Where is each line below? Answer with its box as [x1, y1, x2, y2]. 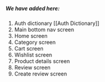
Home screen [14, 32, 48, 39]
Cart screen [14, 45, 44, 52]
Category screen [14, 39, 56, 46]
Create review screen [14, 70, 67, 77]
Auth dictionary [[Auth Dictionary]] [14, 20, 100, 27]
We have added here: [5, 5, 60, 12]
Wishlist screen [14, 51, 52, 58]
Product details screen [14, 57, 70, 65]
